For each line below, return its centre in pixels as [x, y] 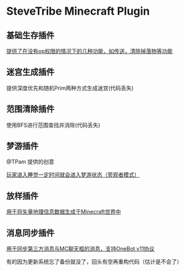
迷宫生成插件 [30, 72]
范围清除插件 [30, 109]
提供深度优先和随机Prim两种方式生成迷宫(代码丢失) [70, 88]
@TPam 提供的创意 [30, 162]
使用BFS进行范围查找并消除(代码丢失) [53, 125]
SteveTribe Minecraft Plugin [78, 11]
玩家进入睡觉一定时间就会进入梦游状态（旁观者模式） [73, 175]
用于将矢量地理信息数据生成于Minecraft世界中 [64, 212]
